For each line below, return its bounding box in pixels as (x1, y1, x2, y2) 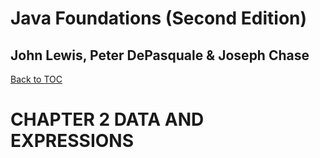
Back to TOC (10, 73, 63, 85)
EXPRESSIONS (10, 130, 134, 152)
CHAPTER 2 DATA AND (10, 108, 205, 131)
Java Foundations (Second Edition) (10, 7, 308, 30)
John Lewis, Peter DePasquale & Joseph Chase (10, 47, 310, 64)
